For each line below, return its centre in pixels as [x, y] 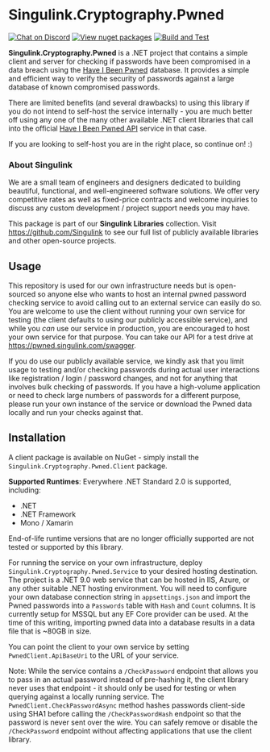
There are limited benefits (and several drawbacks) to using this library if [129, 102]
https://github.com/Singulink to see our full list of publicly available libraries [134, 232]
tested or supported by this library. [66, 546]
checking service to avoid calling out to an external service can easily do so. [135, 303]
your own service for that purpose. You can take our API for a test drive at [131, 337]
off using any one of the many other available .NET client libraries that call [131, 119]
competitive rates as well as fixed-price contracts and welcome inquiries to [133, 200]
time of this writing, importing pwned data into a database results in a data [132, 622]
